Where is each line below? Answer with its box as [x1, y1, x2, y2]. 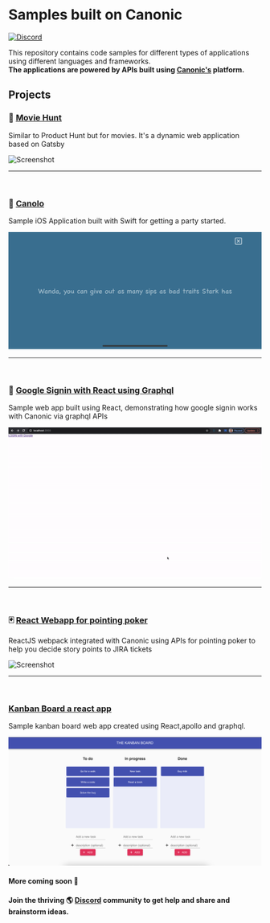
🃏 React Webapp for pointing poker [8, 615, 149, 626]
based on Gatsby [8, 139, 65, 149]
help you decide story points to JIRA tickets [8, 644, 153, 654]
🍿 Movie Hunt [8, 112, 63, 124]
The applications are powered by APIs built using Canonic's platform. [8, 64, 245, 74]
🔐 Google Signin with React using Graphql [8, 384, 174, 395]
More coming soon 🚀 [8, 876, 79, 886]
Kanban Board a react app [8, 703, 112, 714]
